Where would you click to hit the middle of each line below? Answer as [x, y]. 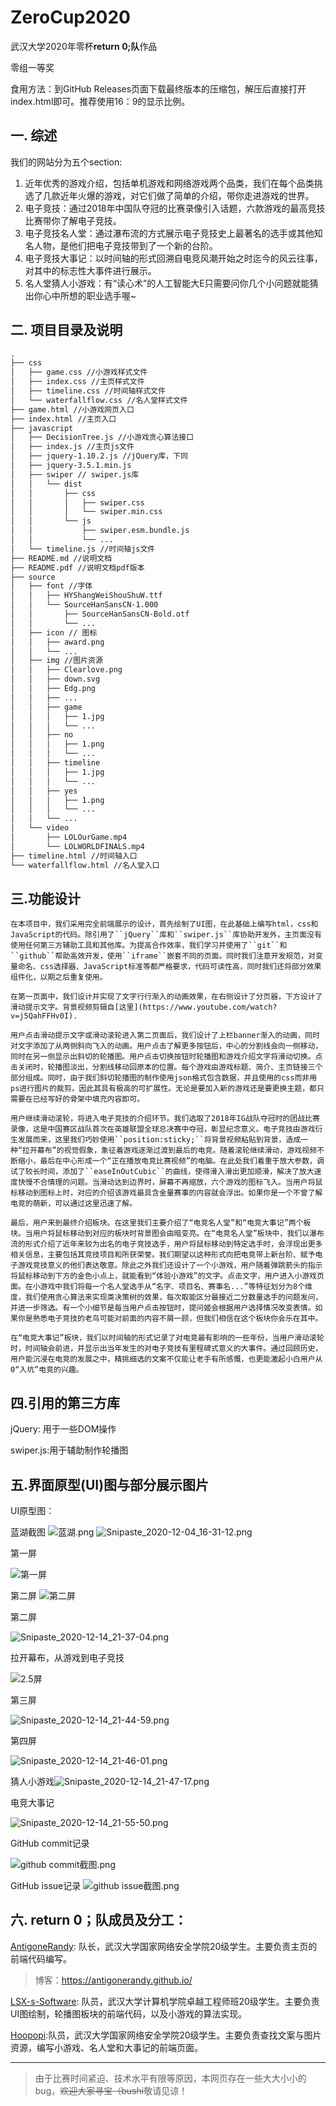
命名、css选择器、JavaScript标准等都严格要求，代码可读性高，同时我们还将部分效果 [169, 967]
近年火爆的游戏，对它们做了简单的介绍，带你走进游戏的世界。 [187, 195]
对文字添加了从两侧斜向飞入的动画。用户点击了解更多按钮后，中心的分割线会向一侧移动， [166, 1046]
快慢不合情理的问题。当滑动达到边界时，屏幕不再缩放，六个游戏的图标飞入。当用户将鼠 [170, 1182]
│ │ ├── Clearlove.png [66, 670]
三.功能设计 [46, 898]
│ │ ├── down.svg [55, 679]
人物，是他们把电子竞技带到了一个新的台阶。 [125, 245]
